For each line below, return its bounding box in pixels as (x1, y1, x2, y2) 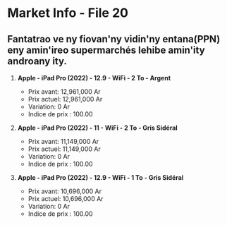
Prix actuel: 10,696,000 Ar (27, 195, 104, 202)
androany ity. (7, 55, 67, 67)
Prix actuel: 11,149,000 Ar (27, 145, 101, 153)
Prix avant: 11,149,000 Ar (27, 138, 99, 145)
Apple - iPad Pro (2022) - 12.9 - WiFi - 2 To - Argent (17, 74, 171, 82)
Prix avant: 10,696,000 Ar (27, 187, 102, 195)
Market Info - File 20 (7, 5, 129, 21)
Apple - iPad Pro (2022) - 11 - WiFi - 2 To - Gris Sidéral (17, 123, 178, 132)
